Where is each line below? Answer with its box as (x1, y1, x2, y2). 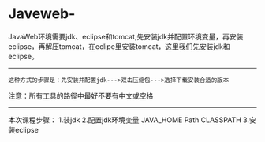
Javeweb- (8, 5, 76, 23)
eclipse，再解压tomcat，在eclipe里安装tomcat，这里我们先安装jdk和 (8, 41, 230, 51)
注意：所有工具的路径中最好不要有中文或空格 (8, 91, 154, 100)
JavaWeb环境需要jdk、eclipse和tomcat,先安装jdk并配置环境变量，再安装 (8, 32, 244, 41)
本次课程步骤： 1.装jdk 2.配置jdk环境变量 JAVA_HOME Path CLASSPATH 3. (8, 115, 250, 125)
